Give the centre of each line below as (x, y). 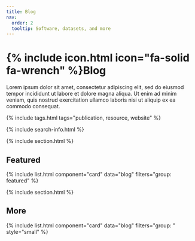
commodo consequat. (33, 106)
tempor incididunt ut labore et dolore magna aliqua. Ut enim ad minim (92, 94)
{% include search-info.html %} (45, 130)
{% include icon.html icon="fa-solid (98, 58)
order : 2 (22, 23)
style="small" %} (27, 231)
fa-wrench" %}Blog (56, 71)
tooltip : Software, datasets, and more (61, 28)
